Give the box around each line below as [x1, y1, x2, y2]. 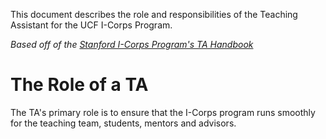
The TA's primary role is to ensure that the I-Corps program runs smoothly [10, 106, 316, 118]
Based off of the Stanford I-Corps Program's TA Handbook [10, 39, 254, 50]
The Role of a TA [10, 74, 149, 96]
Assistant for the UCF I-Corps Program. [10, 19, 173, 31]
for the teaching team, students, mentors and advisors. [10, 117, 237, 129]
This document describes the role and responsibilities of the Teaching [10, 9, 298, 20]
